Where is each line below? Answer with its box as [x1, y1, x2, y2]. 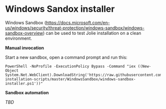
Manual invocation [5, 45, 44, 51]
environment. [5, 35, 32, 41]
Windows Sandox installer [5, 3, 115, 15]
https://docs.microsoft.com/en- [45, 20, 110, 26]
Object [5, 68, 19, 73]
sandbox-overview [5, 30, 43, 36]
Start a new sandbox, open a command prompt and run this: [5, 54, 127, 60]
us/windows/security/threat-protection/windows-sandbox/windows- [5, 25, 145, 30]
